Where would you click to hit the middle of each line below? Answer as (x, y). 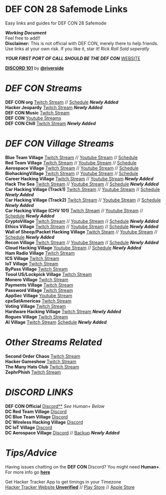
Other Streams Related (54, 342)
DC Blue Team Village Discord (37, 416)
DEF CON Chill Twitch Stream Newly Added (50, 123)
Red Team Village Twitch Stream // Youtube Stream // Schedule (71, 162)
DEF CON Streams (44, 88)
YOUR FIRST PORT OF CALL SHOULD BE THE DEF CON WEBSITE (73, 58)
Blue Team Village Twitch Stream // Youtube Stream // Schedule (71, 157)
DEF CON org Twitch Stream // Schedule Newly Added (62, 102)
